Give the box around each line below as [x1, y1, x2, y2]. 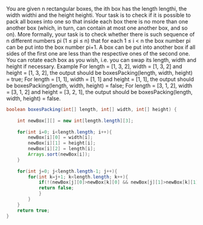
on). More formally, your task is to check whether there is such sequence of [6, 31, 195, 38]
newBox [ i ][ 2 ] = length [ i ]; [28, 146, 96, 152]
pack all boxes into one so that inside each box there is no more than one [6, 18, 188, 25]
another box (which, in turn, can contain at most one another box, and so [6, 24, 188, 31]
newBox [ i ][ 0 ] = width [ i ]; [28, 135, 94, 141]
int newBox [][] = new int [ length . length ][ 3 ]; [17, 118, 134, 124]
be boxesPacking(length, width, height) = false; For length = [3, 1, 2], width [6, 82, 193, 89]
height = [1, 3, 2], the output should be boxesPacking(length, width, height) [6, 69, 193, 76]
